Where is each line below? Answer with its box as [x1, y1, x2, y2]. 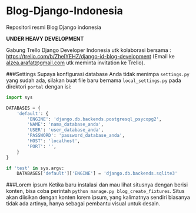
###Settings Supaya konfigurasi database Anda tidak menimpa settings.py [6, 70, 190, 77]
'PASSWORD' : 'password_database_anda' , [27, 133, 125, 139]
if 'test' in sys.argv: [6, 165, 65, 171]
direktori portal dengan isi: [6, 83, 72, 90]
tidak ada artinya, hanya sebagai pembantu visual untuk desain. [6, 200, 161, 207]
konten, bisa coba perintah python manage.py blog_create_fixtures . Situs [6, 188, 185, 195]
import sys [6, 94, 33, 100]
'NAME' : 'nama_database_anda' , [27, 122, 104, 127]
